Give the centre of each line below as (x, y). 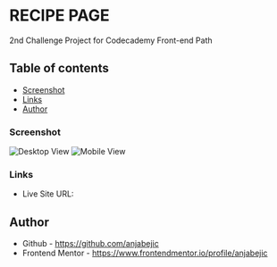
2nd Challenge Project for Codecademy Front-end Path (111, 40)
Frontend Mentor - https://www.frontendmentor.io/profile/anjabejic (145, 253)
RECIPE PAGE (59, 16)
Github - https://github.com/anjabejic (90, 244)
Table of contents (59, 68)
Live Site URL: (48, 194)
